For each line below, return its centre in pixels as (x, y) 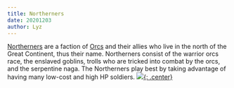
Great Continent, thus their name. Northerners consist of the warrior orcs (113, 54)
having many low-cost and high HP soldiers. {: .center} (90, 77)
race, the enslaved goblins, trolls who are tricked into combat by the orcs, (114, 61)
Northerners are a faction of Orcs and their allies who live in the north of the (117, 47)
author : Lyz (25, 27)
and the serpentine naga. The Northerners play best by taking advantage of (117, 69)
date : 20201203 (30, 20)
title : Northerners (36, 14)
